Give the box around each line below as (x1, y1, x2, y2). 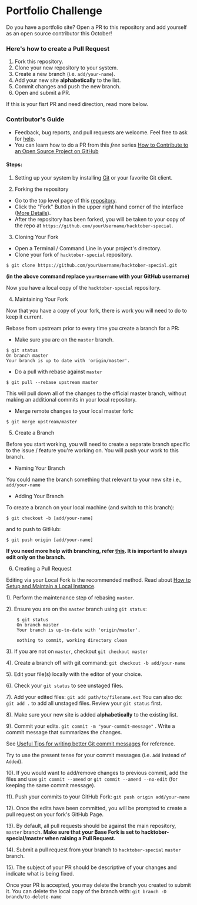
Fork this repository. (14, 58, 64, 65)
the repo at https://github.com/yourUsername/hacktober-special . (14, 222, 173, 229)
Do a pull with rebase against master (14, 368, 103, 375)
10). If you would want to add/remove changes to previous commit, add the (6, 769, 188, 776)
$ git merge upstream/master (6, 419, 78, 425)
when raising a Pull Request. (45, 834, 116, 841)
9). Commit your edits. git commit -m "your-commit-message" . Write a (6, 722, 175, 730)
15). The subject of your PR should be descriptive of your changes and (6, 864, 177, 871)
